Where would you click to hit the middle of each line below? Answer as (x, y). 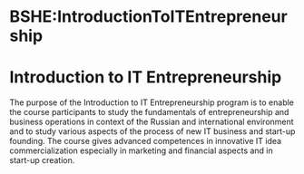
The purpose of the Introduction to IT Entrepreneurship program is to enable (152, 102)
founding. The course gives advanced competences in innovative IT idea (146, 141)
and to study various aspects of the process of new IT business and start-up (152, 131)
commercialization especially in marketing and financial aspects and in (142, 150)
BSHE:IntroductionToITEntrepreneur (148, 17)
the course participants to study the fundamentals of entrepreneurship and (149, 112)
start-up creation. (42, 160)
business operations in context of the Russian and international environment (152, 122)
